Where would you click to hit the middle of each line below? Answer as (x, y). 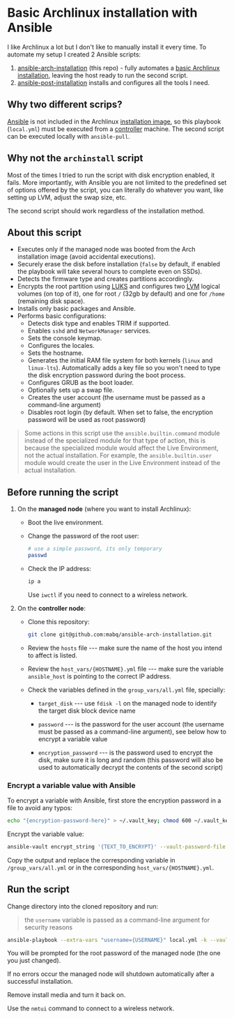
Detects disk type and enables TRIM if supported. (99, 324)
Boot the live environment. (65, 523)
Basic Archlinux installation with (102, 13)
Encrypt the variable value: (46, 834)
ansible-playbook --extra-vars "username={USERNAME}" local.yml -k (107, 940)
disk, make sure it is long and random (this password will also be (131, 760)
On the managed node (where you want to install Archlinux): (104, 509)
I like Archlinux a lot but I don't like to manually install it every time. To (107, 47)
